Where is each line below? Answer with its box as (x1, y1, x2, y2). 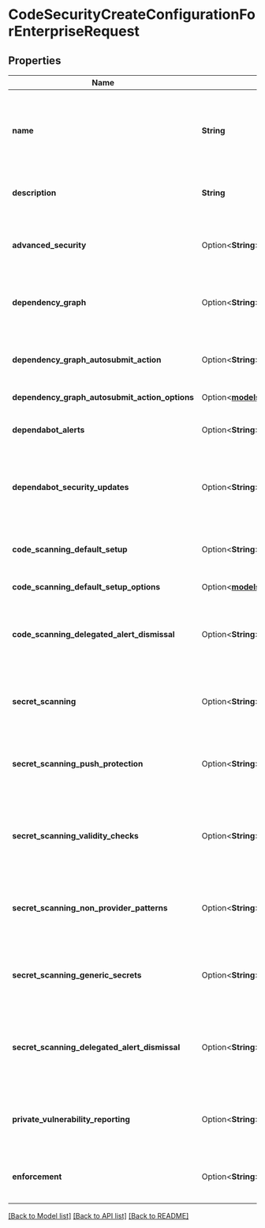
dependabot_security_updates (12, 482, 129, 492)
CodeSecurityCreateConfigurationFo (8, 6, 256, 24)
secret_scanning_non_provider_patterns (12, 902, 168, 913)
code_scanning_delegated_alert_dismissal (12, 629, 175, 639)
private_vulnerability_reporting (12, 1114, 130, 1124)
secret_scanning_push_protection (12, 759, 144, 769)
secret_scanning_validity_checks (12, 831, 140, 841)
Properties (8, 54, 62, 67)
